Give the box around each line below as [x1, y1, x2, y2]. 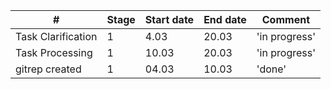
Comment [261, 13, 310, 26]
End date [203, 13, 247, 26]
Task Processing [15, 46, 93, 59]
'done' [256, 62, 287, 76]
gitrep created [15, 62, 82, 76]
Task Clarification [15, 30, 98, 43]
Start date [144, 13, 195, 26]
